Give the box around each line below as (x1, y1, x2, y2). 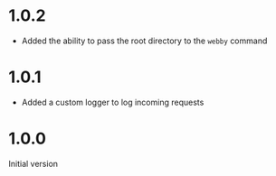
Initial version (8, 158, 59, 169)
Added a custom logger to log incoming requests (21, 97, 205, 107)
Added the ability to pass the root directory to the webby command (21, 35, 268, 46)
